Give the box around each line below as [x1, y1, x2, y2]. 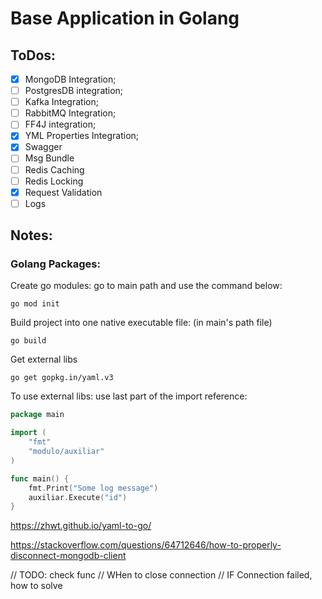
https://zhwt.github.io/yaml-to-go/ [10, 520, 152, 532]
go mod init [10, 299, 60, 309]
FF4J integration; [24, 118, 97, 131]
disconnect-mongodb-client [10, 550, 127, 562]
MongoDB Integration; [24, 73, 117, 85]
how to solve [10, 580, 63, 592]
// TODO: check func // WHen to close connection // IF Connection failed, [10, 569, 313, 581]
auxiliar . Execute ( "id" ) [28, 492, 128, 502]
